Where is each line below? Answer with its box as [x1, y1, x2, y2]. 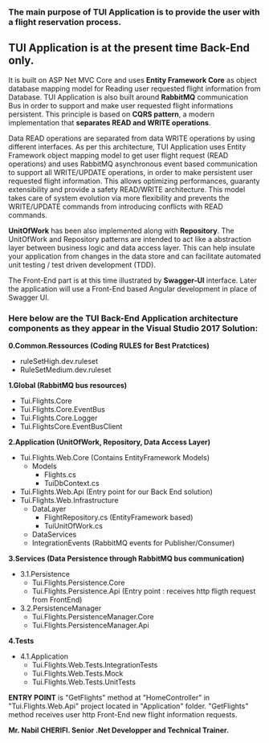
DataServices [31, 529, 77, 540]
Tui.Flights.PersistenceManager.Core [31, 612, 154, 622]
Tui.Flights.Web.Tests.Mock [31, 669, 124, 679]
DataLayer [31, 504, 67, 514]
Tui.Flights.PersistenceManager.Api [31, 621, 150, 631]
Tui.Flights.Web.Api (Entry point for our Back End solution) [19, 487, 213, 496]
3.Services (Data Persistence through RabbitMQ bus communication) [8, 553, 245, 564]
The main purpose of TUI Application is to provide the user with [8, 6, 261, 18]
